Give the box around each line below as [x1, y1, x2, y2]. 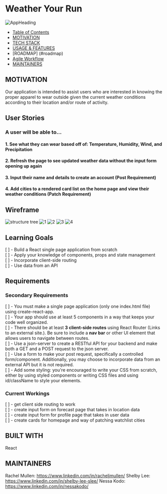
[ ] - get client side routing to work [5, 401, 76, 407]
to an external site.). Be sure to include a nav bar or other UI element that [5, 330, 156, 336]
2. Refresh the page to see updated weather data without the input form [5, 158, 157, 164]
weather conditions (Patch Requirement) [5, 191, 91, 197]
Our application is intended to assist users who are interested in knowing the [5, 88, 163, 95]
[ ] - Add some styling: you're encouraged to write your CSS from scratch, [5, 367, 158, 373]
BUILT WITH [5, 432, 43, 440]
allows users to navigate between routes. [5, 335, 90, 341]
